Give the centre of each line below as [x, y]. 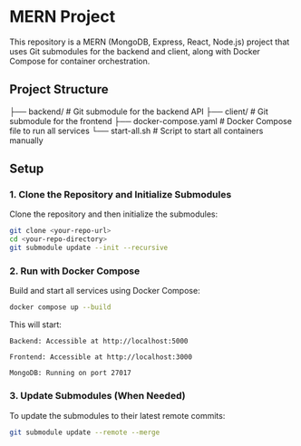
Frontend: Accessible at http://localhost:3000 [101, 357]
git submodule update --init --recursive [89, 248]
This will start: [35, 325]
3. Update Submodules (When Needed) [97, 396]
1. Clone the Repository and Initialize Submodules [121, 195]
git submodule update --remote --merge [85, 432]
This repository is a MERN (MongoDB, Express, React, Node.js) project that [150, 42]
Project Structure [59, 89]
